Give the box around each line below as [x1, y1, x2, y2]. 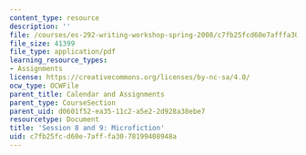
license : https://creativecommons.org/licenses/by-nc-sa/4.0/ [9, 73, 250, 82]
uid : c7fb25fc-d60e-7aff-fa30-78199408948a [9, 132, 178, 141]
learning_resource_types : [9, 56, 107, 65]
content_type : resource [9, 13, 100, 23]
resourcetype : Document [9, 115, 100, 124]
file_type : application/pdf [9, 47, 117, 57]
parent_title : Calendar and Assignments [9, 89, 166, 98]
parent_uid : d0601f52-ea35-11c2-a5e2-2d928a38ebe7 [9, 107, 206, 116]
